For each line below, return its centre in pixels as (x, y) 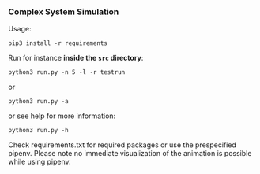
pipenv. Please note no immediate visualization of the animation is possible (130, 154)
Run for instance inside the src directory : (76, 58)
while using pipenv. (40, 162)
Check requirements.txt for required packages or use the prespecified (122, 145)
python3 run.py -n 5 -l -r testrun (67, 72)
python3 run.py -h (38, 131)
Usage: (20, 29)
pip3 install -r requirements (58, 43)
